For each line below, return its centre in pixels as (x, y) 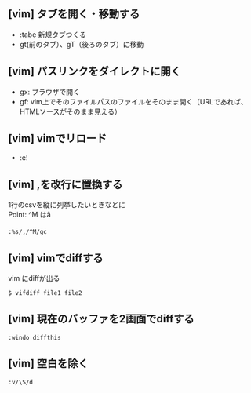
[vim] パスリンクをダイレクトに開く (95, 72)
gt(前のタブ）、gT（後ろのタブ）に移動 (81, 44)
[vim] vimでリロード (58, 138)
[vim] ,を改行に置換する (65, 184)
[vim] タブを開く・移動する (74, 14)
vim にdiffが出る (34, 278)
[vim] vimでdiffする (56, 258)
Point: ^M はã (29, 215)
